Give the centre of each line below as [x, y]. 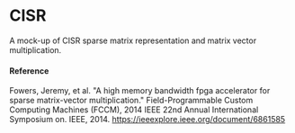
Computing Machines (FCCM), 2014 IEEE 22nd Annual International [134, 110]
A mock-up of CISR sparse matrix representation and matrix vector [133, 40]
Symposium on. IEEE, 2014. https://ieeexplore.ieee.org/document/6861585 [147, 120]
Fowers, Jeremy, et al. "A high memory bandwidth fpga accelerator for [140, 91]
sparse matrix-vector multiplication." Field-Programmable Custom [131, 101]
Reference [29, 71]
